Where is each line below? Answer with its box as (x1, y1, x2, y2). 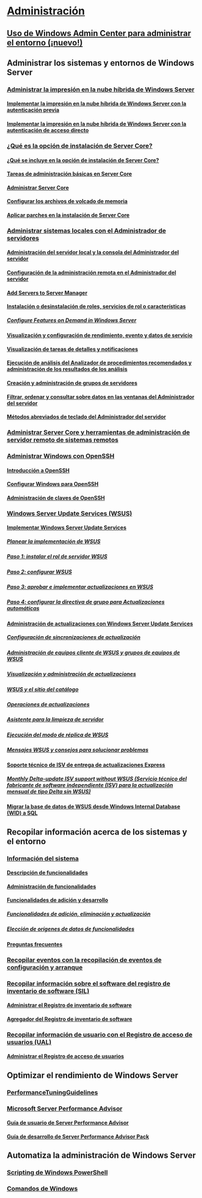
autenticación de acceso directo (7, 127, 89, 134)
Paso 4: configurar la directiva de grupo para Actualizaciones (7, 598, 165, 606)
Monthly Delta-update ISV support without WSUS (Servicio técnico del (7, 775, 188, 782)
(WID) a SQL (7, 809, 38, 816)
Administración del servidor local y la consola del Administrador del (7, 249, 179, 256)
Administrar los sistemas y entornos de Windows (7, 58, 194, 68)
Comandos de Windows (7, 1185, 78, 1193)
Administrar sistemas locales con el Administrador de (7, 227, 167, 235)
